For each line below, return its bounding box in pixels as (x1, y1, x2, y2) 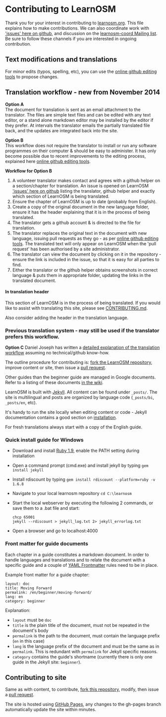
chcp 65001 (12, 515, 35, 520)
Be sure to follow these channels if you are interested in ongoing (5, 36, 137, 42)
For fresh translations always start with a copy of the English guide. (5, 424, 143, 430)
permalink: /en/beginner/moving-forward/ (5, 590, 92, 595)
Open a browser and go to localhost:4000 (12, 528, 98, 534)
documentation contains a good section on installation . (5, 415, 117, 421)
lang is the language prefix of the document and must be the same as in (12, 643, 160, 649)
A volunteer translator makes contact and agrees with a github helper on (12, 177, 160, 183)
